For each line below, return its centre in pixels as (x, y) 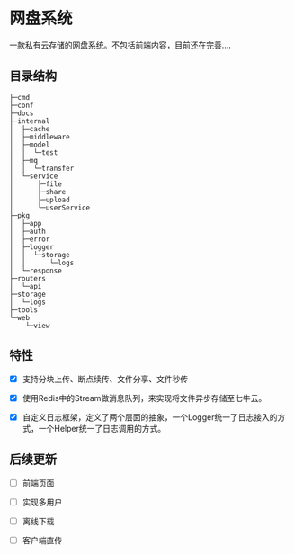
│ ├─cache (30, 129)
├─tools (24, 310)
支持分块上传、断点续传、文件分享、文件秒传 (105, 379)
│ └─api (26, 286)
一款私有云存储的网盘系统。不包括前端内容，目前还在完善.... (120, 45)
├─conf (22, 105)
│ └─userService (50, 208)
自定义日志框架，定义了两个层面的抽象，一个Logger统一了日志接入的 (150, 417)
